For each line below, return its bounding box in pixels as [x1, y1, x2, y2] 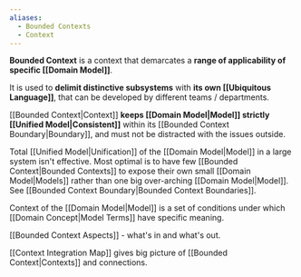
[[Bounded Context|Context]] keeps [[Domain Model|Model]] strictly [9, 110, 270, 121]
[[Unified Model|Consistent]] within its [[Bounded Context [9, 119, 229, 130]
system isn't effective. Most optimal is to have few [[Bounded [9, 156, 238, 167]
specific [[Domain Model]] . [9, 64, 113, 75]
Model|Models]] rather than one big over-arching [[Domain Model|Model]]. [9, 175, 289, 186]
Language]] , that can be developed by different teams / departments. [9, 92, 270, 103]
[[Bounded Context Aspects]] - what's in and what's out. [9, 230, 221, 241]
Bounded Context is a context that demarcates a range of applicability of [9, 55, 286, 66]
